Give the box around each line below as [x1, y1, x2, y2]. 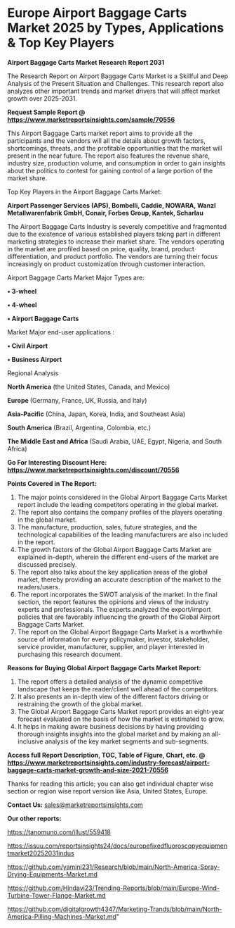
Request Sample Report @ [7, 108, 86, 116]
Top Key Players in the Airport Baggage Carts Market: [7, 187, 163, 196]
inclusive [17, 737, 43, 746]
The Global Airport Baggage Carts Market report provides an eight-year [17, 707, 224, 715]
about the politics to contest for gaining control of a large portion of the [7, 166, 213, 175]
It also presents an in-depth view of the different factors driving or [17, 692, 209, 701]
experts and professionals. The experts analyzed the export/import [17, 605, 211, 613]
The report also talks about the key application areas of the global [17, 568, 208, 576]
